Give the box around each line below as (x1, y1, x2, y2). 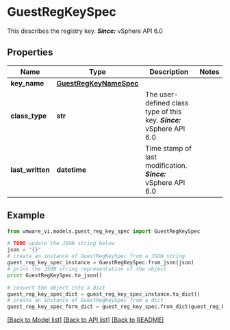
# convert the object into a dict (7, 284, 106, 291)
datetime (56, 165, 87, 175)
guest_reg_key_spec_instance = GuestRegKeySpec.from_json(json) (7, 259, 194, 266)
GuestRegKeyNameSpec (56, 78, 139, 88)
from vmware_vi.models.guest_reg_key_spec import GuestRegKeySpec (7, 227, 201, 235)
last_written (10, 165, 50, 175)
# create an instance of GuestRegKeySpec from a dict (7, 297, 164, 304)
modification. (144, 160, 188, 170)
